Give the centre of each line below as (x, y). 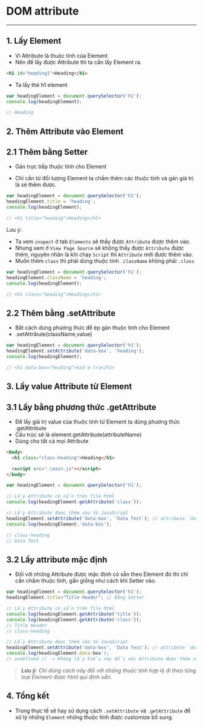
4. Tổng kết (28, 696)
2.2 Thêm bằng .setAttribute (61, 313)
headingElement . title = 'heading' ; (51, 201)
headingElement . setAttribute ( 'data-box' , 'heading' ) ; (76, 351)
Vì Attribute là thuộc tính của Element (61, 55)
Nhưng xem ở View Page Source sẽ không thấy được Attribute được (99, 248)
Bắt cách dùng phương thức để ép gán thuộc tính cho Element (92, 328)
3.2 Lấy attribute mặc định (57, 560)
